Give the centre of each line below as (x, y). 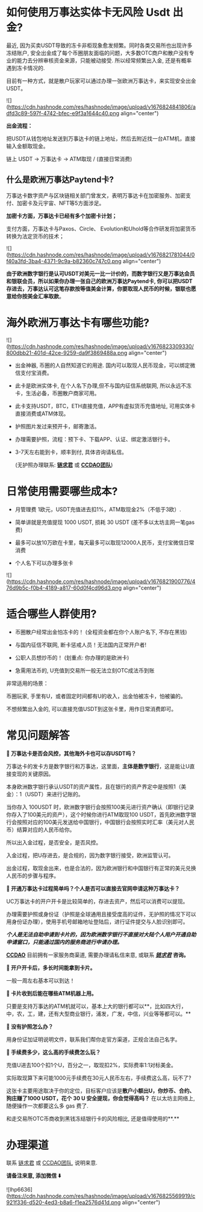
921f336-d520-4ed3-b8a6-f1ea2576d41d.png (64, 1202)
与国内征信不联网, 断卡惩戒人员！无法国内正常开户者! (80, 645)
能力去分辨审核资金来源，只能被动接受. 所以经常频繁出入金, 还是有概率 (104, 60)
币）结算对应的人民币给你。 (41, 829)
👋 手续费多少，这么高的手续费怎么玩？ (54, 1052)
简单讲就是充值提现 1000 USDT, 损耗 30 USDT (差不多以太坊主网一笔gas (105, 522)
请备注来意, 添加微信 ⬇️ (34, 1176)
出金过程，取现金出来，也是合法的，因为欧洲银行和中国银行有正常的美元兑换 (101, 868)
